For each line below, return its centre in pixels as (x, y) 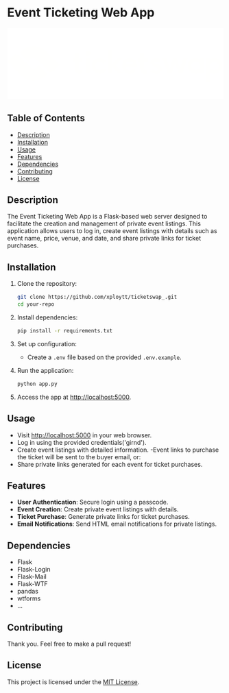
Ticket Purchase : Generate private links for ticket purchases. (103, 517)
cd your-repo (36, 304)
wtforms (29, 598)
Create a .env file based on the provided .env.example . (104, 357)
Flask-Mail (32, 576)
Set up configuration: (47, 343)
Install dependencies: (47, 317)
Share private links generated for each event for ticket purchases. (110, 464)
